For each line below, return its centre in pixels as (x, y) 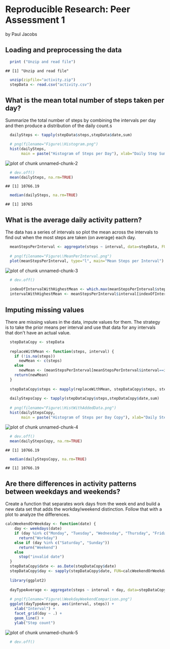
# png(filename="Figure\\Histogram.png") (54, 144)
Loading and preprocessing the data (63, 50)
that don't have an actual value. (38, 332)
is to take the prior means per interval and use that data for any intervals (80, 327)
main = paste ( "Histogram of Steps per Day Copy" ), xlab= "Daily (89, 417)
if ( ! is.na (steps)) (35, 356)
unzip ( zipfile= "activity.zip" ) (43, 80)
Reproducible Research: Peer (68, 9)
